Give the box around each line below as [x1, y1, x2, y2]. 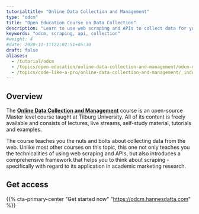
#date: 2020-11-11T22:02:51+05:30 [6, 42, 92, 48]
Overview [6, 91, 43, 101]
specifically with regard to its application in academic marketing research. [6, 162, 187, 170]
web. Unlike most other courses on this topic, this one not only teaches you [6, 143, 190, 151]
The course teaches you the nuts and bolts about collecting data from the [6, 138, 186, 145]
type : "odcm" [6, 14, 38, 20]
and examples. [6, 126, 42, 133]
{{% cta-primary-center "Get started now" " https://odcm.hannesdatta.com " [6, 195, 191, 202]
